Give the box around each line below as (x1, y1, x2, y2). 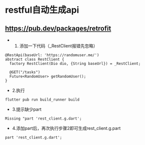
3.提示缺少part (12, 106, 41, 112)
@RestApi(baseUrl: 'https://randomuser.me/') (5, 53, 99, 58)
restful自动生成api (5, 4, 80, 16)
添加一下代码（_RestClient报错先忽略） (19, 43, 98, 49)
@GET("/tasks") (9, 70, 41, 75)
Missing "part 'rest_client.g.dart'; (5, 116, 82, 121)
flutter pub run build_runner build (5, 97, 80, 102)
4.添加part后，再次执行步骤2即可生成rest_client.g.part (12, 125, 121, 131)
